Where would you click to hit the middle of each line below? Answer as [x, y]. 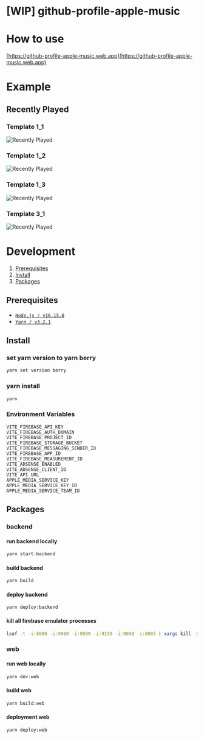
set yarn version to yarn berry [51, 358]
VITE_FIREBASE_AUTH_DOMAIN [40, 432]
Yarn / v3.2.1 [33, 322]
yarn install [23, 386]
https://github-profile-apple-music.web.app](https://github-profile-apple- [100, 56]
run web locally [26, 664]
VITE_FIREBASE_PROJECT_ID [39, 437]
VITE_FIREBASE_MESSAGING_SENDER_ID [51, 448]
